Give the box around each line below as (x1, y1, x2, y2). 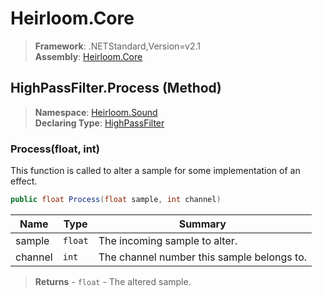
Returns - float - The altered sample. (34, 275, 192, 287)
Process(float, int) (10, 142, 100, 156)
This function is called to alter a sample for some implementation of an (10, 165, 301, 177)
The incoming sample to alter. (98, 233, 238, 247)
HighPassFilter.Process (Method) (10, 80, 222, 97)
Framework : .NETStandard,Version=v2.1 (34, 40, 201, 52)
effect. (10, 175, 38, 187)
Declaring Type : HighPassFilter (34, 117, 165, 129)
